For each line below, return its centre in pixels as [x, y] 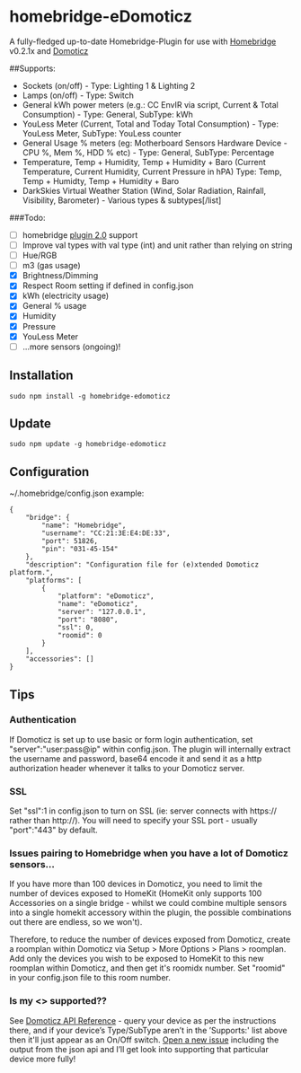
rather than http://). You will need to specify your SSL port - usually [133, 821]
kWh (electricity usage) [66, 296]
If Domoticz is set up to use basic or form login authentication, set [131, 739]
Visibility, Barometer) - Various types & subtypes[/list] [122, 200]
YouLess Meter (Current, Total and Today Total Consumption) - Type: [150, 124]
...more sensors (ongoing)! [71, 347]
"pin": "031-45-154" [80, 550]
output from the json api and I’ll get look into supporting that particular [139, 1049]
